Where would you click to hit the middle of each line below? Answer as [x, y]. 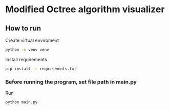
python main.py [22, 102]
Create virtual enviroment [32, 40]
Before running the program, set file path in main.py [71, 81]
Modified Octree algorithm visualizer [85, 9]
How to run [23, 28]
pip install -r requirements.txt [41, 69]
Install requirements [26, 59]
